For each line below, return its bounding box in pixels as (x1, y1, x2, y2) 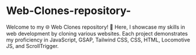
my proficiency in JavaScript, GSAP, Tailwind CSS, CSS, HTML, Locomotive (6, 36, 191, 43)
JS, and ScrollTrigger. (6, 42, 59, 49)
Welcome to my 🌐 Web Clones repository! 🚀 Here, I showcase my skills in (6, 23, 185, 30)
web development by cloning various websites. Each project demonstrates (6, 30, 188, 37)
